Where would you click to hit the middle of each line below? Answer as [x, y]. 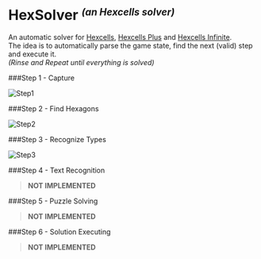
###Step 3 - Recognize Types [58, 139]
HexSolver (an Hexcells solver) [92, 15]
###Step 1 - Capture [42, 78]
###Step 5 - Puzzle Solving [53, 201]
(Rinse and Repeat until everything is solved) [81, 62]
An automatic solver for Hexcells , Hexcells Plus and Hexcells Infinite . [120, 37]
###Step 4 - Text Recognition [57, 170]
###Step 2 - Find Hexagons [54, 108]
